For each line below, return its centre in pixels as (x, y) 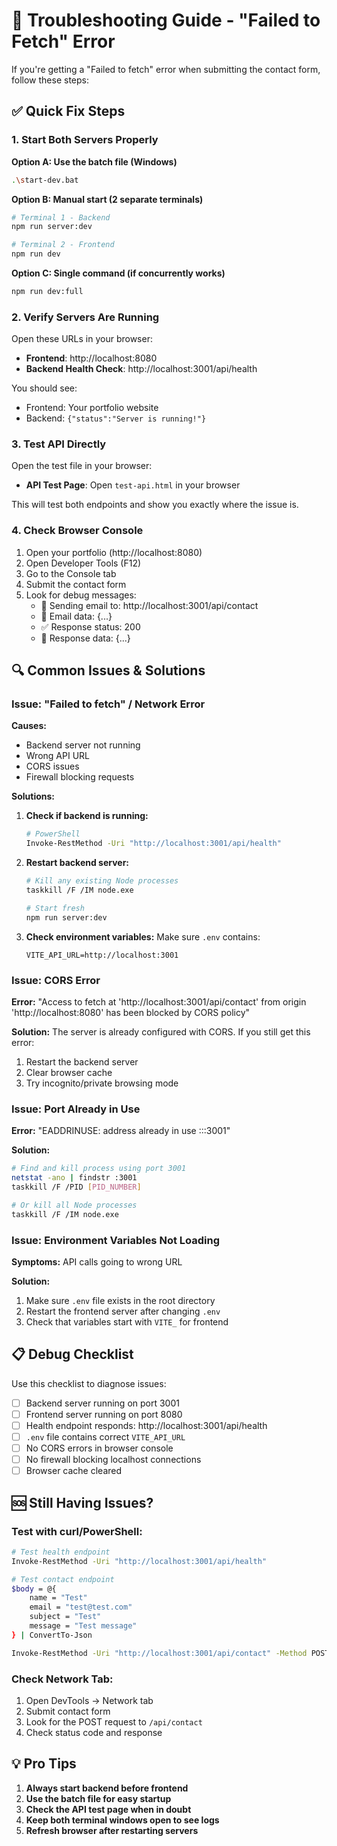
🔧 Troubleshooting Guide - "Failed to (166, 20)
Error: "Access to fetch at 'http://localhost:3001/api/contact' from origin (159, 1002)
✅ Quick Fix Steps (68, 111)
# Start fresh (55, 908)
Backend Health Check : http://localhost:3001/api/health (141, 369)
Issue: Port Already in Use (76, 1109)
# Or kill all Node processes (74, 1205)
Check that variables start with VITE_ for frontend (127, 1321)
